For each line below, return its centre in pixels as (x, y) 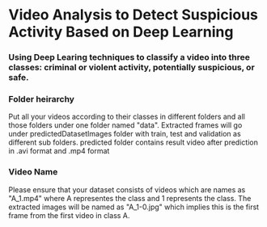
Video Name (33, 172)
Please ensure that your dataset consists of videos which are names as (127, 189)
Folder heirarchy (42, 99)
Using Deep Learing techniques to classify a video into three (129, 57)
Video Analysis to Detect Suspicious (133, 15)
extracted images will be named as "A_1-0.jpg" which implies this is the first (134, 207)
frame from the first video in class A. (69, 215)
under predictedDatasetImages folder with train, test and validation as (125, 134)
